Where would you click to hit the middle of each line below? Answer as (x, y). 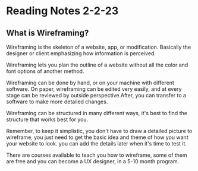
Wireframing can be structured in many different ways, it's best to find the (97, 113)
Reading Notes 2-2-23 (62, 11)
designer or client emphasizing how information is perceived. (81, 53)
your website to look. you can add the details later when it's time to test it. (97, 143)
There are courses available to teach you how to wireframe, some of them (97, 155)
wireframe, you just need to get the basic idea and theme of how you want (97, 137)
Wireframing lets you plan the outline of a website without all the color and (97, 65)
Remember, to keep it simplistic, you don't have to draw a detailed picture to (99, 131)
